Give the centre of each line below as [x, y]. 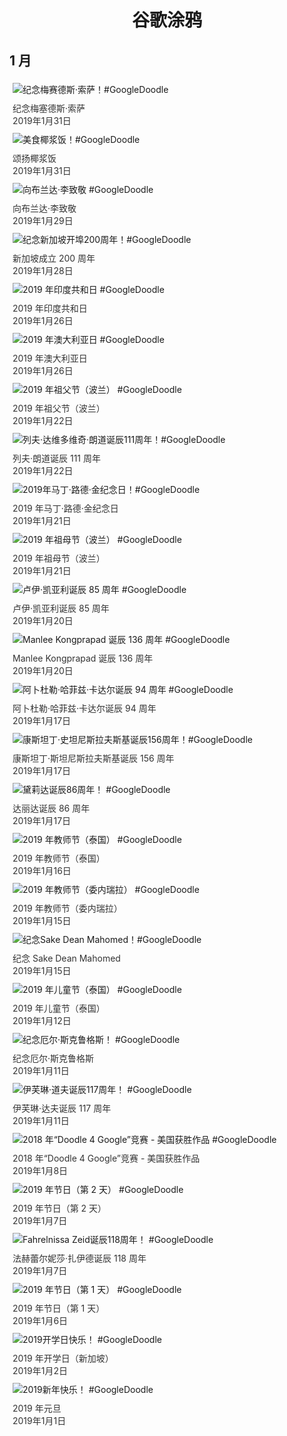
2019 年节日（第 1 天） [59, 1308]
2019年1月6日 [40, 1320]
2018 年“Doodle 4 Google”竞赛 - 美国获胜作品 [106, 1158]
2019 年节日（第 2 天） [59, 1208]
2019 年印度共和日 [50, 308]
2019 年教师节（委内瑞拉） [67, 908]
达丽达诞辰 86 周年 [51, 808]
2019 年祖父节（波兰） [59, 408]
